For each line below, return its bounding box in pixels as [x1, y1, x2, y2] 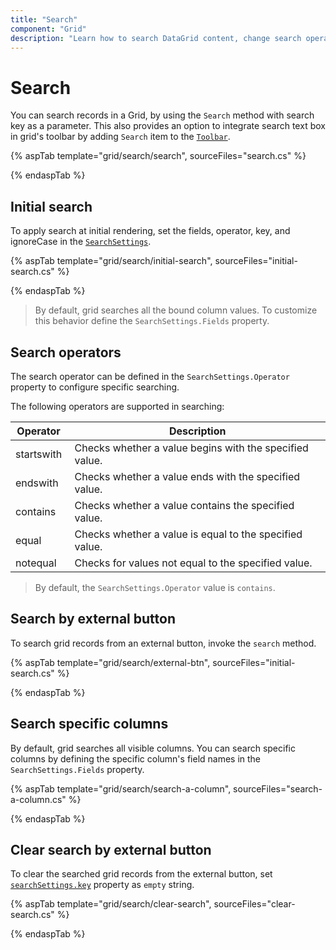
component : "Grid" [10, 24, 87, 34]
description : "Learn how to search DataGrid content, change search [10, 33, 302, 43]
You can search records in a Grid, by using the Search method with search [10, 109, 315, 121]
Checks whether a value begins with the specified [74, 441, 309, 455]
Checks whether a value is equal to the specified [74, 527, 303, 541]
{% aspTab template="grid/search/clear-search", [10, 898, 212, 910]
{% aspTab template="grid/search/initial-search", [10, 255, 213, 267]
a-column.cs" [10, 793, 67, 805]
